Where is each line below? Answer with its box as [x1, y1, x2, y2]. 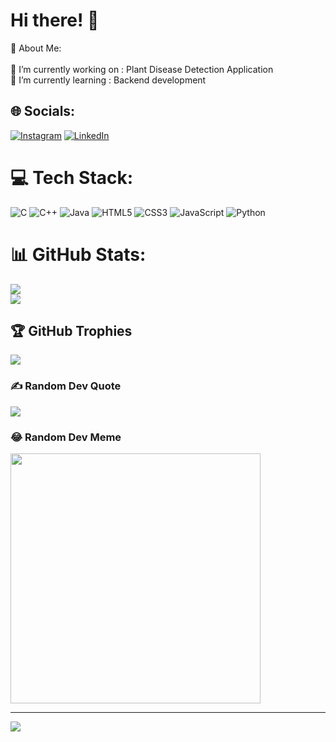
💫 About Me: [10, 42, 62, 54]
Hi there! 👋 [10, 9, 100, 32]
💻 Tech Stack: [10, 166, 134, 189]
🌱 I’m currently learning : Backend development [10, 74, 207, 86]
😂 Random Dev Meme [10, 430, 122, 444]
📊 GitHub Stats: [10, 243, 147, 266]
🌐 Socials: [10, 103, 76, 120]
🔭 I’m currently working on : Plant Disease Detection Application [10, 63, 274, 75]
